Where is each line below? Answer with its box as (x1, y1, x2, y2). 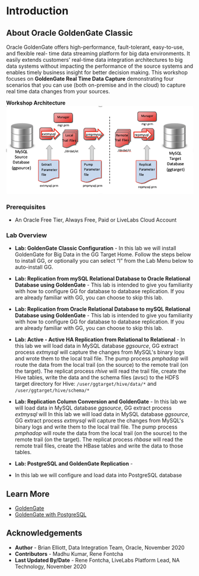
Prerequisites (6, 203, 46, 211)
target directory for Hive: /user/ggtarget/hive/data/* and (14, 380, 157, 388)
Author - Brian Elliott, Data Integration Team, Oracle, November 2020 (14, 544, 185, 551)
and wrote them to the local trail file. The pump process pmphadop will (14, 355, 188, 362)
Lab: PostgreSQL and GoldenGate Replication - (14, 460, 133, 467)
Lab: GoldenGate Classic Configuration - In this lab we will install (14, 245, 176, 252)
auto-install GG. (14, 263, 53, 271)
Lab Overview (6, 231, 48, 239)
